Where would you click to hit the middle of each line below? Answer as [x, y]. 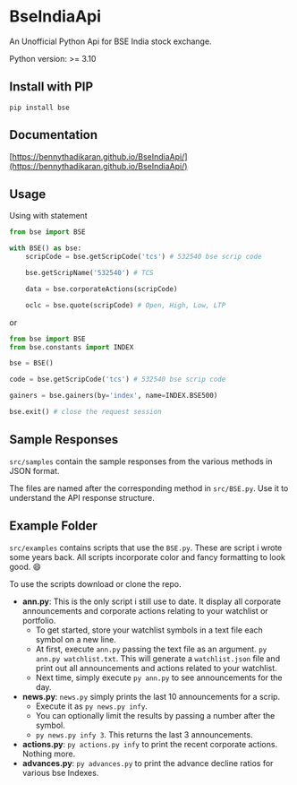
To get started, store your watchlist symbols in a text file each [149, 630]
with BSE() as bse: [46, 248]
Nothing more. [49, 754]
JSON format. [34, 470]
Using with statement [48, 216]
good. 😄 [25, 566]
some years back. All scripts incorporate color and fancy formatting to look [148, 556]
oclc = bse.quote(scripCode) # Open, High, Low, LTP [126, 305]
